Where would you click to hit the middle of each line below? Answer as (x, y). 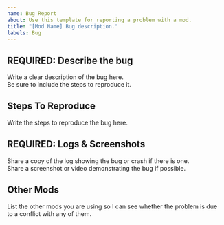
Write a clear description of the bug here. (65, 77)
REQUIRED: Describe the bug (70, 60)
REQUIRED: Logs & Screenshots (76, 144)
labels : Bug (24, 33)
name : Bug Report (32, 13)
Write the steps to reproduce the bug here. (68, 122)
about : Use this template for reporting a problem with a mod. (100, 20)
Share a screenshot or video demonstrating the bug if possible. (97, 168)
